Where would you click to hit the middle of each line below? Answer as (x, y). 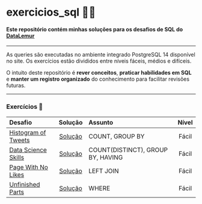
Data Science (28, 150)
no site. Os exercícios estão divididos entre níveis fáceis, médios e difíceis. (99, 61)
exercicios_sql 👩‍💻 (51, 12)
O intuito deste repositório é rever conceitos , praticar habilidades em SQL (99, 73)
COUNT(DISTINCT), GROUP (128, 150)
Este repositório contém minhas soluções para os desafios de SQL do (95, 29)
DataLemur (20, 36)
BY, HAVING (106, 157)
